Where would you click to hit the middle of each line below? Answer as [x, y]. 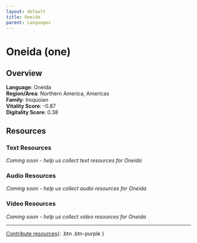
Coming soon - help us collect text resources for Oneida [74, 161]
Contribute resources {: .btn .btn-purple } [55, 234]
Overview [24, 73]
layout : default [26, 11]
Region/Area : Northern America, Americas [58, 94]
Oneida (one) [38, 51]
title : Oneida [23, 17]
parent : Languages [28, 22]
